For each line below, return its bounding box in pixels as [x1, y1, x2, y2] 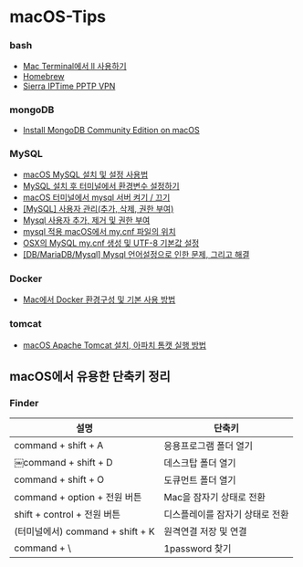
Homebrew [22, 71, 65, 82]
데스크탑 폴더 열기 [163, 457, 236, 469]
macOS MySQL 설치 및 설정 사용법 [22, 169, 149, 180]
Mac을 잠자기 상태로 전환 [163, 491, 266, 504]
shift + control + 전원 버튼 [14, 509, 121, 521]
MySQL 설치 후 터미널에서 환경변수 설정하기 [22, 181, 180, 192]
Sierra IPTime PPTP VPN [22, 80, 116, 92]
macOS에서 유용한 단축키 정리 [9, 369, 171, 384]
